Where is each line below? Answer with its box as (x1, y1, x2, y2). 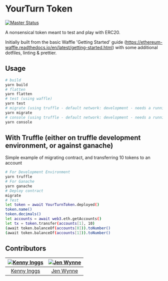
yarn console (5, 119, 32, 124)
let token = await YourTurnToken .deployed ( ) (5, 202, 99, 207)
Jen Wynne (51, 267, 78, 274)
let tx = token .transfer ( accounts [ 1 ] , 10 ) (5, 221, 95, 226)
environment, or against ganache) (5, 141, 113, 150)
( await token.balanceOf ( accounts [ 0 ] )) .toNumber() (5, 225, 111, 231)
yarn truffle (5, 174, 32, 180)
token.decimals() (5, 212, 41, 217)
